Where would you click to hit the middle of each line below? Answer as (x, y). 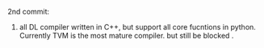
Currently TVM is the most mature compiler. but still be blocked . (126, 36)
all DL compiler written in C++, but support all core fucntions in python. (137, 27)
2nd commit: (29, 12)
